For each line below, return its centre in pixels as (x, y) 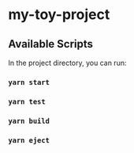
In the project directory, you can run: (67, 63)
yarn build (29, 121)
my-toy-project (59, 15)
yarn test (27, 101)
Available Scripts (50, 44)
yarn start (29, 82)
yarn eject (29, 140)
